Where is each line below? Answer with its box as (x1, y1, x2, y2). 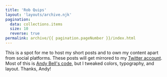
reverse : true (10, 31, 40, 36)
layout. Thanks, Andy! (5, 65, 51, 71)
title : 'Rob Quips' (5, 7, 47, 13)
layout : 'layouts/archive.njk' (5, 12, 72, 17)
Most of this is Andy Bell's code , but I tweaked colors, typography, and (5, 60, 154, 66)
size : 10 (10, 26, 29, 31)
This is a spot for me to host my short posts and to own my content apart (5, 49, 159, 56)
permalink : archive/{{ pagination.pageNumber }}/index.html (5, 36, 136, 41)
